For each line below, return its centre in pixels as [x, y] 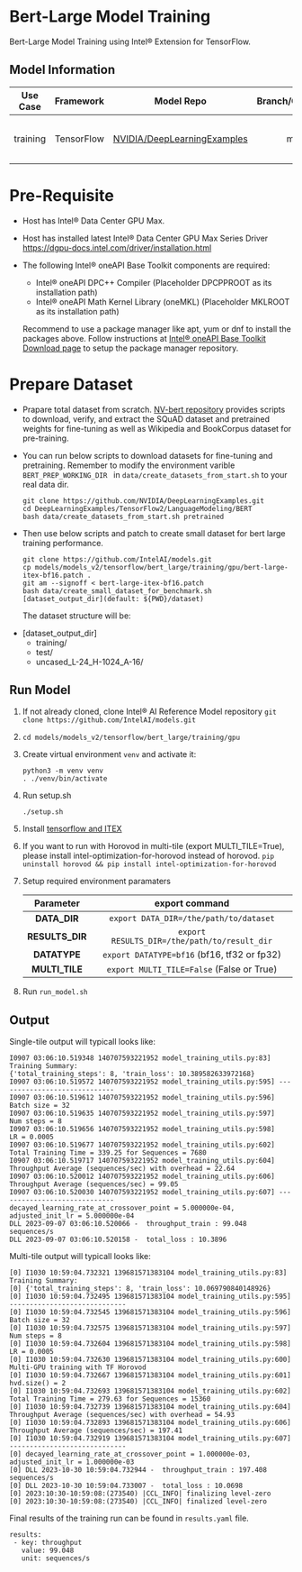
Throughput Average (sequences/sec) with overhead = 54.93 [122, 1415]
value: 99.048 [48, 1551]
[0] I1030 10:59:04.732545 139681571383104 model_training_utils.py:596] [151, 1312]
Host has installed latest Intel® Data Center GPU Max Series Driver [145, 238]
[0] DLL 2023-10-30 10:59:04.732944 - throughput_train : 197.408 [138, 1470]
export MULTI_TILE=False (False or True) [192, 969]
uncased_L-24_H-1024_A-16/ [89, 662]
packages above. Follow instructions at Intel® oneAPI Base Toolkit [144, 338]
